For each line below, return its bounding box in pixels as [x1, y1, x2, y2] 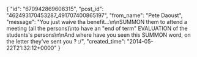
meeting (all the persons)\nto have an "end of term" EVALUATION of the [6, 25, 188, 32]
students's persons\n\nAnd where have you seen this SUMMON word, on [6, 31, 191, 39]
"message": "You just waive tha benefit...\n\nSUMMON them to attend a [6, 18, 188, 25]
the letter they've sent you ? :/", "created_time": [6, 38, 126, 45]
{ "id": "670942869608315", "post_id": [6, 6, 104, 12]
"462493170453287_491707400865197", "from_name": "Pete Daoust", [6, 12, 183, 19]
